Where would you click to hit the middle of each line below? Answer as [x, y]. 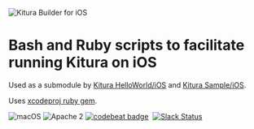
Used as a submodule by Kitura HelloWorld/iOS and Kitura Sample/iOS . [127, 84]
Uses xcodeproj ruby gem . [53, 101]
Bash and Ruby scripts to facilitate [127, 45]
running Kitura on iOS [83, 63]
